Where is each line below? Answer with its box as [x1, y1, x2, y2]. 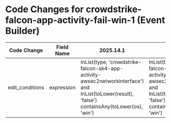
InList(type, [80, 58, 108, 66]
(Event [136, 14, 165, 26]
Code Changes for [5, 4, 84, 15]
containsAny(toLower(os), [80, 103, 144, 110]
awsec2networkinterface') [80, 77, 144, 84]
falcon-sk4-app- [80, 65, 124, 72]
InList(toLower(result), [80, 90, 134, 97]
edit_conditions [8, 84, 44, 91]
